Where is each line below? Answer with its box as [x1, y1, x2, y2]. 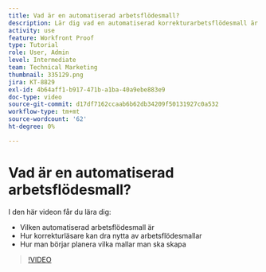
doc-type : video [8, 93, 62, 101]
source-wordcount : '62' [8, 115, 88, 123]
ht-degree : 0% [8, 122, 56, 130]
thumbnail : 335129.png [8, 71, 84, 79]
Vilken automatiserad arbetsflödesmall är [19, 222, 155, 231]
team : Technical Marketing [8, 64, 98, 72]
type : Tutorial [8, 41, 59, 49]
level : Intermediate [8, 56, 77, 64]
